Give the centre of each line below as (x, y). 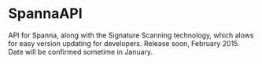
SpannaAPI (45, 14)
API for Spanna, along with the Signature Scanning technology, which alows (131, 35)
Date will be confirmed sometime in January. (81, 52)
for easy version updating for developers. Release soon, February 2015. (124, 43)
